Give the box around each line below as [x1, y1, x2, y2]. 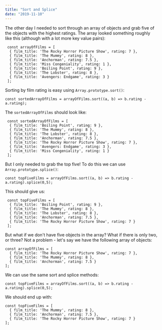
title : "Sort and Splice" [5, 7, 57, 12]
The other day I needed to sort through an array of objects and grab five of [5, 25, 155, 31]
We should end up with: [5, 294, 52, 300]
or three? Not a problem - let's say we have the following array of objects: [5, 237, 152, 243]
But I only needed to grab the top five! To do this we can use [5, 161, 126, 167]
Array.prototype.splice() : [5, 166, 59, 172]
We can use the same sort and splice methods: [5, 272, 99, 278]
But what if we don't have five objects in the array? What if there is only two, [5, 231, 158, 238]
